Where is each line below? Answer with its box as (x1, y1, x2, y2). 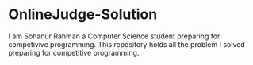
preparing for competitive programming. (8, 48, 140, 57)
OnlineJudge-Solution (8, 5, 158, 23)
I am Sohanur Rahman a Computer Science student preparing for (8, 31, 220, 41)
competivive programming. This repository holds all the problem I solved (8, 39, 245, 49)
